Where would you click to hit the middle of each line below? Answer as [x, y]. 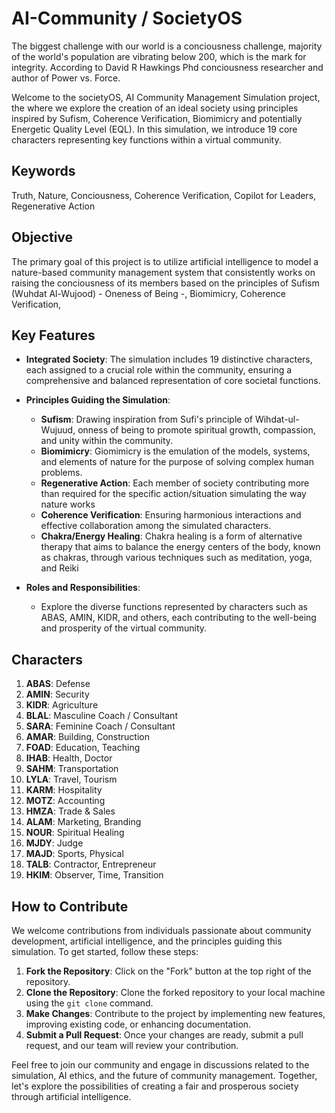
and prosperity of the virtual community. [124, 628]
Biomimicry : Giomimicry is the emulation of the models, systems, [175, 451]
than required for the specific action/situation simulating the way [173, 494]
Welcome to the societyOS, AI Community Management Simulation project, [166, 97]
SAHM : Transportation [72, 769]
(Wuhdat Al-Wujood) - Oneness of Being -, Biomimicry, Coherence [148, 293]
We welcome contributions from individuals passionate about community [161, 930]
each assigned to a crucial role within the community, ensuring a [159, 370]
